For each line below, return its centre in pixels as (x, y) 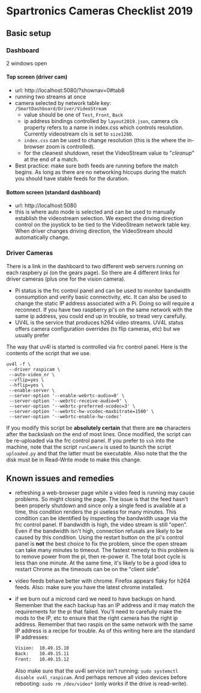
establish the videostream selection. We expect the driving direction (99, 218)
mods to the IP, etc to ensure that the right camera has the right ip (96, 618)
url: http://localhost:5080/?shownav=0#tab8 (70, 91)
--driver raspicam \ (34, 369)
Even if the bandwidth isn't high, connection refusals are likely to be (99, 531)
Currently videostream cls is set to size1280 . (79, 134)
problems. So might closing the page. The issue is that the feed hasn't (101, 499)
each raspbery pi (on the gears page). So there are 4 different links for (93, 272)
